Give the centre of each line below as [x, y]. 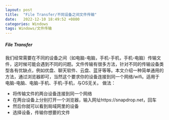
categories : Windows [27, 24]
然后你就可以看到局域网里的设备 [46, 106]
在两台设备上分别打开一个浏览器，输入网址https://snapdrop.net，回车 [84, 100]
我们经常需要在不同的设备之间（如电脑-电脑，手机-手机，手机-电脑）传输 [81, 58]
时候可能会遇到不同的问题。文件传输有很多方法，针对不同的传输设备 [89, 64]
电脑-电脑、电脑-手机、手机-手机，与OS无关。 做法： [60, 83]
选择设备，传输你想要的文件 [41, 112]
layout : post [19, 10]
